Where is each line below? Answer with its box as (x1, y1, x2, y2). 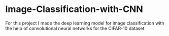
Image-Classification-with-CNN (5, 3, 143, 15)
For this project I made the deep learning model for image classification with (5, 20, 164, 26)
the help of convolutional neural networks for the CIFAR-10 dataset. (5, 25, 146, 31)
